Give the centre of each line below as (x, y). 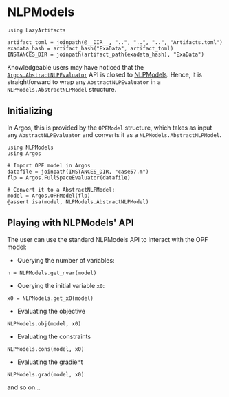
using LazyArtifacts (37, 30)
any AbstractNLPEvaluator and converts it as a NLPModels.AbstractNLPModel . (115, 134)
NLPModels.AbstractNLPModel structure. (62, 89)
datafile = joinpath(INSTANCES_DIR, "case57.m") (78, 172)
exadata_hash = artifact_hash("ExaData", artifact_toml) (90, 48)
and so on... (24, 387)
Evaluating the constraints (54, 336)
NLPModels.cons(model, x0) (46, 349)
